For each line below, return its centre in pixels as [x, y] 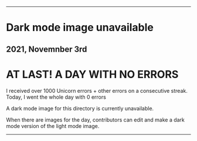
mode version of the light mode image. [53, 126]
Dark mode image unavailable [80, 28]
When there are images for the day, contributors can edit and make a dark [95, 120]
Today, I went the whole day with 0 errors [56, 97]
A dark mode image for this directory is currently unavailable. [80, 108]
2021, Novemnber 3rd [47, 49]
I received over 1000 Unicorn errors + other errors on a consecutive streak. [97, 90]
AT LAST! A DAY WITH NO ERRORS [92, 74]
